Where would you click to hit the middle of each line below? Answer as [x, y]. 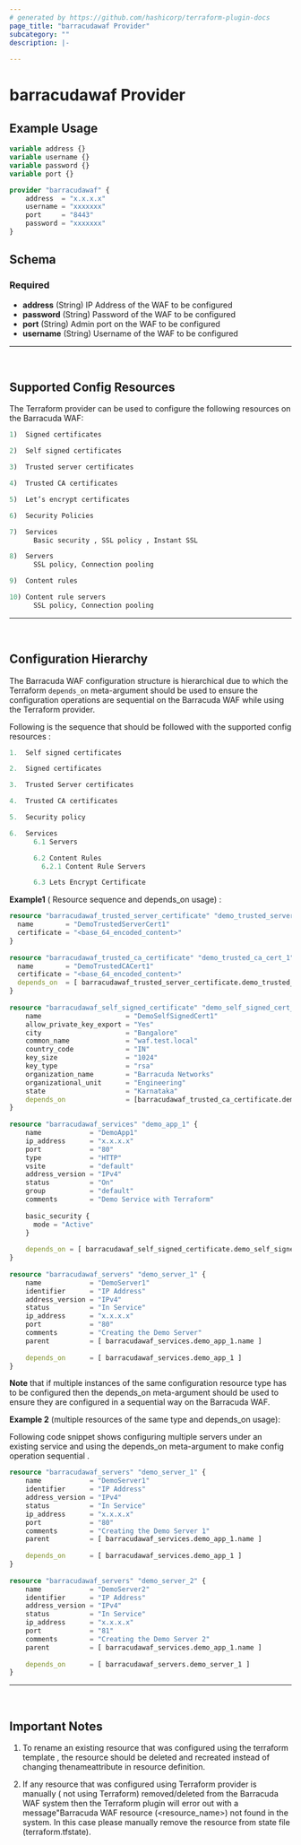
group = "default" [80, 1191]
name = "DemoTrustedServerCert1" [94, 924]
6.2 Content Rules [67, 858]
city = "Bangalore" [102, 1033]
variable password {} [50, 165]
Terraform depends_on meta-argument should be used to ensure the [133, 690]
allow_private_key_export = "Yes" [90, 1024]
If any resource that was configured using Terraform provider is [139, 1784]
